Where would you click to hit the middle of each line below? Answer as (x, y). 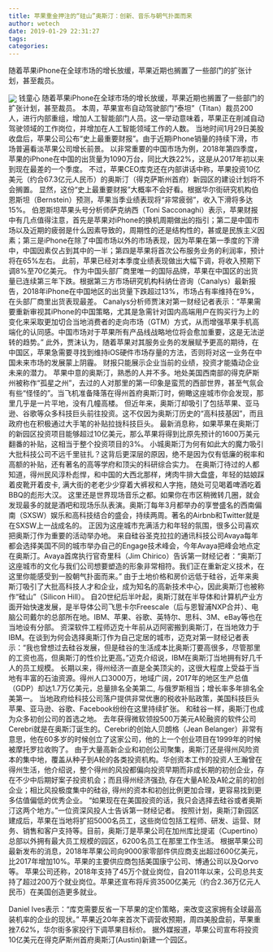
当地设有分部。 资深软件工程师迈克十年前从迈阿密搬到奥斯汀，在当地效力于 (134, 627)
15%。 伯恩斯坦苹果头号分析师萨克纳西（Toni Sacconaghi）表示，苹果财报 (133, 210)
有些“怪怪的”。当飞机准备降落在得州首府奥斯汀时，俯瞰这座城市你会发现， (133, 393)
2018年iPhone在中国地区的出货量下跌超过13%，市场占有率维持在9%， (140, 292)
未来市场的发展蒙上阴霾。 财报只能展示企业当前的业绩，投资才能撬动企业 (137, 362)
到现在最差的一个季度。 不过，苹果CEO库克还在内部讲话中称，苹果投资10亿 (134, 169)
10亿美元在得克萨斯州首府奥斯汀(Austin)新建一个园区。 (100, 940)
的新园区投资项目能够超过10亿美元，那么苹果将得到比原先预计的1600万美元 (134, 434)
